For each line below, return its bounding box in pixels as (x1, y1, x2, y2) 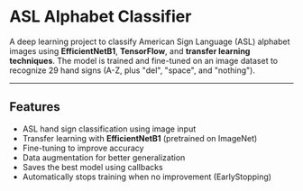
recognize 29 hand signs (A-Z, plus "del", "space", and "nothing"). (9, 65, 255, 76)
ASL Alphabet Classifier (9, 6, 192, 27)
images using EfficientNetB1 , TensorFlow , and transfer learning (9, 45, 251, 56)
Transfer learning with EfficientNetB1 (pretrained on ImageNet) (22, 132, 258, 143)
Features (9, 99, 60, 114)
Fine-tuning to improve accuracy (22, 142, 144, 153)
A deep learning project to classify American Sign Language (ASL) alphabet (9, 36, 290, 47)
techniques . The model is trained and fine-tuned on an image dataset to (9, 55, 279, 66)
